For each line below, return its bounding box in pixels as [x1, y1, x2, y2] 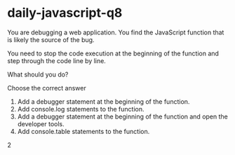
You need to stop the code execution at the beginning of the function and [7, 49, 220, 58]
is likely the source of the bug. [7, 35, 95, 43]
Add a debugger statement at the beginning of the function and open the [17, 112, 228, 121]
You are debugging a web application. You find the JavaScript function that [7, 28, 224, 36]
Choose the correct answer [7, 83, 86, 92]
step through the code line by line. [7, 56, 107, 65]
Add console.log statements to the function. [17, 105, 145, 113]
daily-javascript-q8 [7, 5, 123, 21]
